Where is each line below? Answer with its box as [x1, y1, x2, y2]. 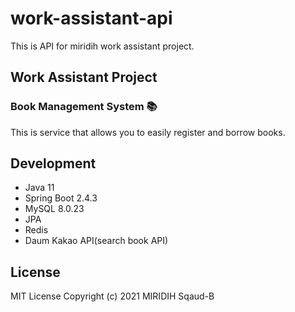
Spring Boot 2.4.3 [24, 192, 98, 204]
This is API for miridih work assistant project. [10, 40, 195, 52]
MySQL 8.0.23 [24, 203, 85, 215]
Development [10, 155, 97, 172]
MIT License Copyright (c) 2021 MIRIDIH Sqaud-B [10, 290, 215, 302]
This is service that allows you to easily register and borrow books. [10, 126, 286, 138]
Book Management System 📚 [10, 100, 158, 114]
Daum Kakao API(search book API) [24, 235, 169, 247]
